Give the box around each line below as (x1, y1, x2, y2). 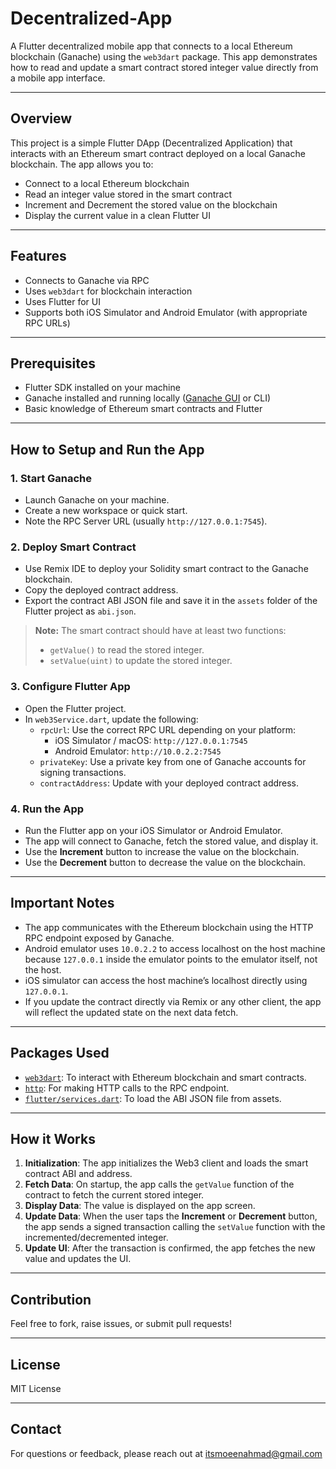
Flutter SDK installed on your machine (24, 382, 181, 394)
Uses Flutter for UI (24, 295, 101, 307)
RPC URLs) (24, 317, 71, 329)
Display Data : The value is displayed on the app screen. (24, 1200, 256, 1212)
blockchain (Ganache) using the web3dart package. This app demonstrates (10, 50, 318, 62)
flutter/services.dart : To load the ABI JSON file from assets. (24, 1092, 282, 1104)
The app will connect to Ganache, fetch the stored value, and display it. (24, 835, 319, 847)
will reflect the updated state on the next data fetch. (24, 1006, 239, 1018)
